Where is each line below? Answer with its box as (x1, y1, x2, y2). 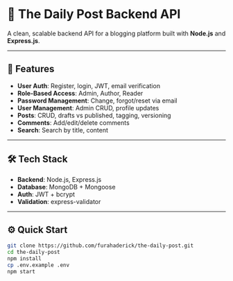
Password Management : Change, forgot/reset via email (17, 96, 178, 105)
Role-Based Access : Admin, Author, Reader (17, 89, 144, 97)
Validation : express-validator (17, 197, 101, 205)
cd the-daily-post (7, 249, 60, 256)
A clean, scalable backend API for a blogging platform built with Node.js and (7, 29, 226, 37)
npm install (7, 255, 42, 262)
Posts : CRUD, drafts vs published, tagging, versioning (17, 111, 171, 119)
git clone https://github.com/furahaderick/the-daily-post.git (7, 242, 194, 249)
